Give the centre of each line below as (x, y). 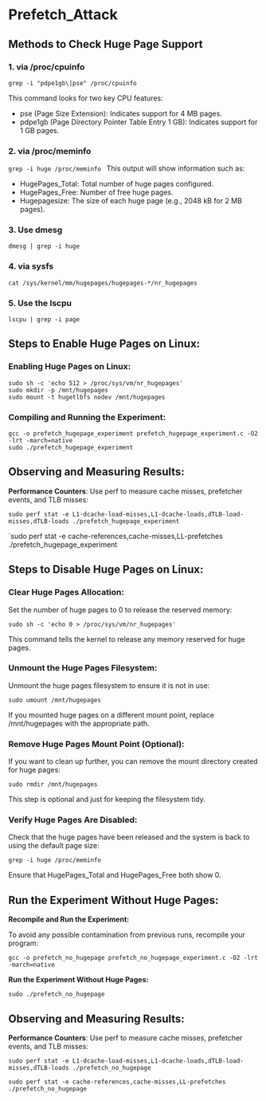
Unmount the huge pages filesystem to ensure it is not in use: (109, 685)
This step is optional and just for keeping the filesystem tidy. (107, 800)
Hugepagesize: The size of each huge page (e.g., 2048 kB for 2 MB (131, 201)
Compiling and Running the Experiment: (87, 417)
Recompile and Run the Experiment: (69, 919)
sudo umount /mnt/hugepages (55, 700)
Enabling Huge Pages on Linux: (70, 367)
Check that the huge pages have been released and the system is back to (129, 837)
